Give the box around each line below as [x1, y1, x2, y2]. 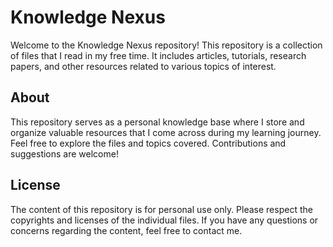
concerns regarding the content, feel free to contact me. [10, 224, 243, 236]
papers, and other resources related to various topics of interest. [10, 60, 277, 72]
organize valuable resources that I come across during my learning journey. [10, 126, 322, 138]
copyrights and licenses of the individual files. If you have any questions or [10, 214, 319, 226]
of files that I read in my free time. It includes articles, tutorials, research [10, 49, 307, 61]
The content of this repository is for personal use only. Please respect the [10, 203, 313, 215]
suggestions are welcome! [10, 147, 119, 160]
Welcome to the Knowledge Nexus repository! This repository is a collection [10, 39, 323, 51]
